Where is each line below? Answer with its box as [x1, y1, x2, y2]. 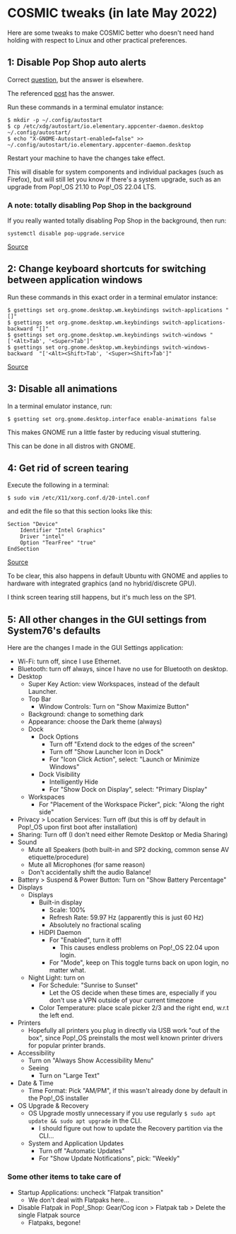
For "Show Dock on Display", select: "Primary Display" [49, 785, 208, 794]
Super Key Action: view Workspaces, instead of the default [28, 680, 200, 688]
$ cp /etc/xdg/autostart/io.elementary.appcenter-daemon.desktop [7, 123, 203, 130]
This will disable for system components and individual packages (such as [7, 167, 224, 176]
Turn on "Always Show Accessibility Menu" [28, 1056, 154, 1065]
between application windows [7, 274, 143, 286]
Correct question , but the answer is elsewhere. [7, 75, 143, 84]
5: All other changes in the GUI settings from [7, 613, 207, 625]
